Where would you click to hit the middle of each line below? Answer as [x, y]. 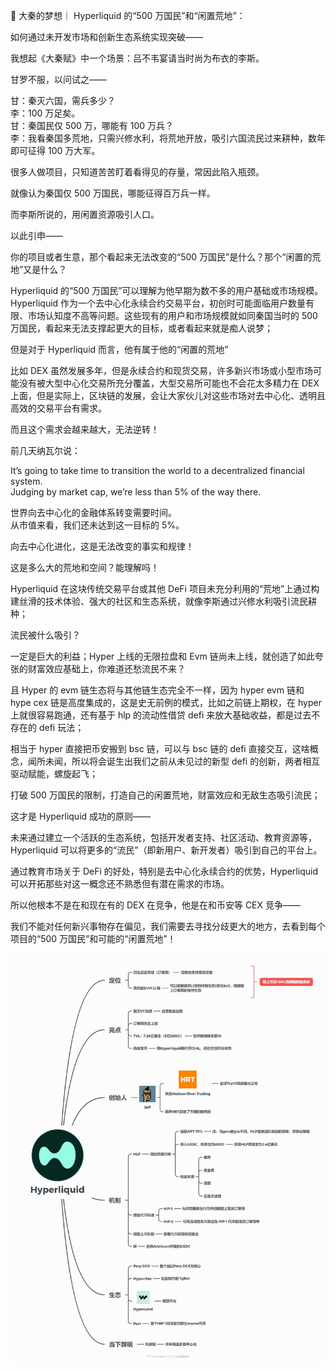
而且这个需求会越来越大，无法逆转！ [85, 429]
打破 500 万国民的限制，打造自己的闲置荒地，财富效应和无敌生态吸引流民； [165, 795]
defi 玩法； [61, 727]
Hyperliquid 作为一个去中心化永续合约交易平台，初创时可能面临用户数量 [158, 303]
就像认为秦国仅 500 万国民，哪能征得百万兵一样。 [113, 193]
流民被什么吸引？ [45, 635]
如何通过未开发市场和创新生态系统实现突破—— [106, 37]
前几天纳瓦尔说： [45, 450]
